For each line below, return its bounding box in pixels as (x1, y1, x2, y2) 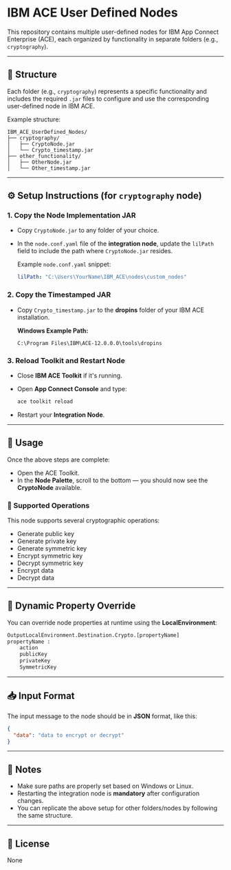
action (19, 644, 38, 651)
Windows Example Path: (16, 326, 89, 335)
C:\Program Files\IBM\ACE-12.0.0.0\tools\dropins (16, 339, 163, 346)
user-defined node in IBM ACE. (7, 101, 95, 110)
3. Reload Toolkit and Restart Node (7, 355, 125, 365)
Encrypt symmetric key (16, 551, 83, 560)
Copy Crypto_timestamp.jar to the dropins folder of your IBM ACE (16, 306, 205, 314)
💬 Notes (7, 764, 42, 775)
